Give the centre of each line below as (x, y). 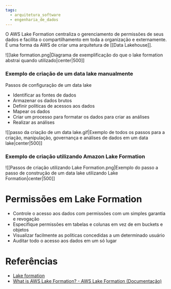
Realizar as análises (34, 122)
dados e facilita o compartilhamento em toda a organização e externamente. (86, 40)
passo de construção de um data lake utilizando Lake (62, 173)
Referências (32, 262)
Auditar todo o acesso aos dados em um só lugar (65, 240)
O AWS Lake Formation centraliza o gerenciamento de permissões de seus (84, 34)
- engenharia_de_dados (34, 20)
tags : (11, 10)
